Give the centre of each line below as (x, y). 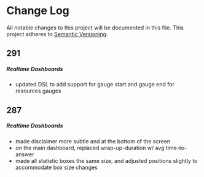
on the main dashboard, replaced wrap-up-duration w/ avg (90, 148)
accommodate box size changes (57, 167)
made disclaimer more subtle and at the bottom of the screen (93, 141)
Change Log (38, 11)
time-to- (176, 148)
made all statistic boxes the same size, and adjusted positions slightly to (106, 160)
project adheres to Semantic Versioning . (57, 34)
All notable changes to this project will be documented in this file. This (95, 28)
